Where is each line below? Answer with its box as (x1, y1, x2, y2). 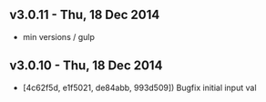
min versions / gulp (22, 31, 96, 42)
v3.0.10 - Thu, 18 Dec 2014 (9, 58, 163, 74)
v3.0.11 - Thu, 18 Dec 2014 (9, 7, 160, 23)
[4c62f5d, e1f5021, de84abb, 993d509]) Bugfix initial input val (22, 82, 257, 93)
